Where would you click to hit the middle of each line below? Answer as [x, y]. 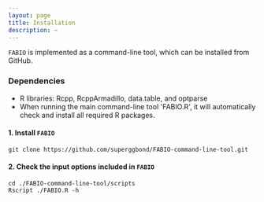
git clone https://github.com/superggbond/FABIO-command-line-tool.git [128, 149]
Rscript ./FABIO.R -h [44, 191]
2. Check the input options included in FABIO [82, 167]
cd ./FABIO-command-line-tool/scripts [72, 184]
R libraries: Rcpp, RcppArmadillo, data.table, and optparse [113, 98]
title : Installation [42, 23]
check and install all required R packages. [87, 115]
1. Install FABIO [32, 133]
